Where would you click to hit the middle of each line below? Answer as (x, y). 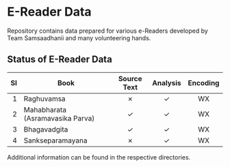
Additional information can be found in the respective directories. (99, 157)
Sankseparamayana (55, 140)
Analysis (166, 82)
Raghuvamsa (45, 98)
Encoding (204, 82)
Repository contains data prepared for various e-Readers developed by (108, 31)
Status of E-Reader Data (60, 60)
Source (130, 78)
